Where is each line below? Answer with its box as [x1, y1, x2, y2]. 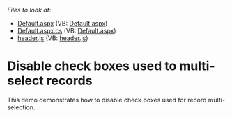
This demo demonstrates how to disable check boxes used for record [7, 96, 207, 104]
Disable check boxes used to [7, 58, 177, 74]
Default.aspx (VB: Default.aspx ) [17, 19, 108, 27]
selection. [7, 103, 36, 111]
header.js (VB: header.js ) [17, 34, 88, 42]
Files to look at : [7, 6, 52, 14]
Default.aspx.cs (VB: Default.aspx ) [17, 27, 116, 35]
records [46, 73, 93, 89]
